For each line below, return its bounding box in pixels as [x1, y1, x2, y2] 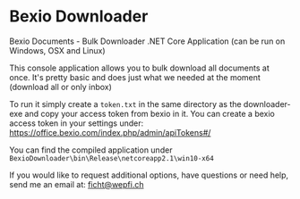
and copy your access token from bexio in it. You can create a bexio [24, 108, 275, 119]
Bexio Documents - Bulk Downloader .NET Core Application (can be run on [9, 36, 286, 46]
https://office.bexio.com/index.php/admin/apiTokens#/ [9, 127, 211, 137]
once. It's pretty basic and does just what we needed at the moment [9, 71, 261, 82]
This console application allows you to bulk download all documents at [9, 62, 270, 73]
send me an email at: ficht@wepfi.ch [9, 178, 144, 189]
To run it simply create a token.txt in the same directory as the [9, 98, 242, 109]
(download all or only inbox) [9, 81, 112, 92]
